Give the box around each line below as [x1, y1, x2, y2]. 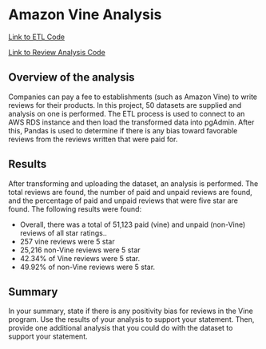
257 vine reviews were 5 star [19, 236, 115, 246]
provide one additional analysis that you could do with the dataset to [8, 323, 233, 333]
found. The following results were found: [8, 204, 142, 213]
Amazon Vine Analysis [8, 6, 162, 24]
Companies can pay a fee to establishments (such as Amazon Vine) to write [8, 92, 258, 101]
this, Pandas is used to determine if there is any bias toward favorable [8, 125, 238, 135]
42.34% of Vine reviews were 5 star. [19, 253, 141, 263]
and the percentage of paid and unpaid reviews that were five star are [8, 196, 238, 205]
